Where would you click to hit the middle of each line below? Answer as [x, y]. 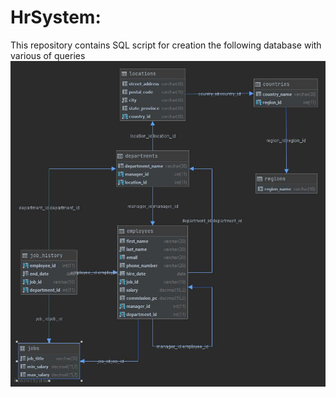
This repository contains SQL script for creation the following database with [166, 45]
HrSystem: [56, 17]
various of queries [48, 55]
